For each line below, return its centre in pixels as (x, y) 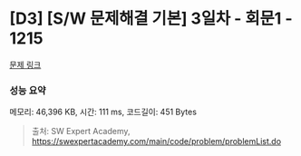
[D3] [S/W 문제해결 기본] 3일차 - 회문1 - (151, 19)
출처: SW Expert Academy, (81, 132)
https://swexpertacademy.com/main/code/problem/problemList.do (156, 141)
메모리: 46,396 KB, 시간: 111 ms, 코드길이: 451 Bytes (103, 112)
